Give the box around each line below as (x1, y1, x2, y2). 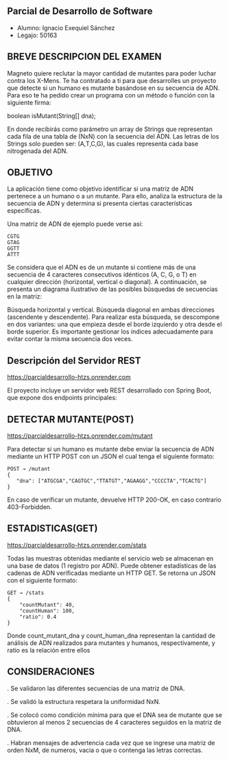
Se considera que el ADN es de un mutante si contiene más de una (7, 264, 196, 272)
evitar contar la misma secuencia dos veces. (7, 335, 133, 343)
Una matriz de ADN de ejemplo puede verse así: (7, 220, 143, 229)
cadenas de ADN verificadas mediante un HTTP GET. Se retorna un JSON (7, 569, 216, 577)
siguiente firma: (7, 98, 51, 106)
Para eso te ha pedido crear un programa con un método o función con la (7, 91, 215, 99)
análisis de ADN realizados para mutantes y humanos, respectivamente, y (7, 638, 216, 647)
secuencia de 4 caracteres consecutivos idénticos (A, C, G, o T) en (7, 270, 197, 279)
